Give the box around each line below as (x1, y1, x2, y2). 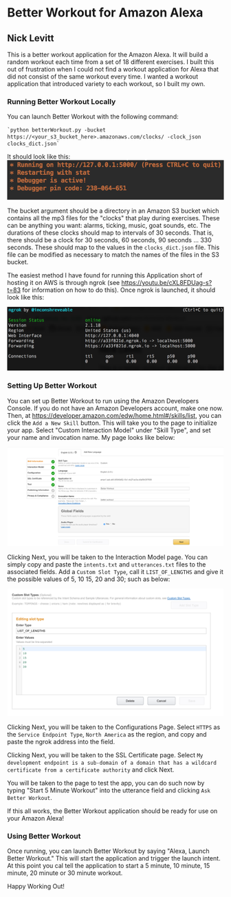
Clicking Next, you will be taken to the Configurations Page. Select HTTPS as (7, 723, 221, 731)
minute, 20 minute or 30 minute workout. (7, 869, 123, 877)
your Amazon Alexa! (7, 814, 64, 822)
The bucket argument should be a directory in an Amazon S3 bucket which (7, 207, 219, 215)
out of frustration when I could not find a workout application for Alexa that (7, 65, 219, 73)
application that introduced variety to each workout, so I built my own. (7, 80, 206, 87)
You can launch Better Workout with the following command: (7, 112, 179, 121)
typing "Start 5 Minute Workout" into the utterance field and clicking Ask (7, 786, 211, 794)
